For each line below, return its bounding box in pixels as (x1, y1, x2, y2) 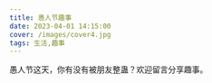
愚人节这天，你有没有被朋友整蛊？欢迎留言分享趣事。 (9, 64, 208, 75)
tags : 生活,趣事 (9, 38, 65, 48)
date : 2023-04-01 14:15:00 (9, 22, 111, 31)
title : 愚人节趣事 (9, 13, 72, 23)
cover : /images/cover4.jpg (9, 30, 111, 39)
